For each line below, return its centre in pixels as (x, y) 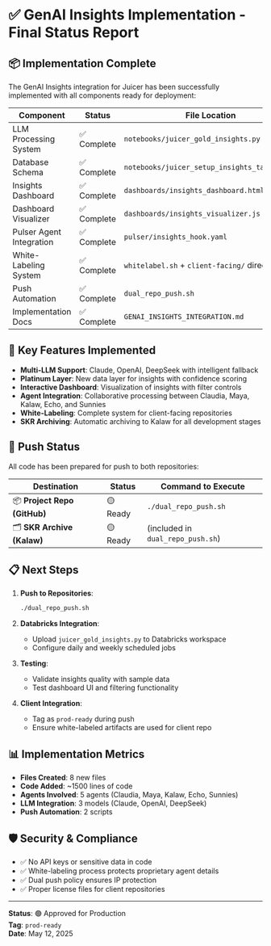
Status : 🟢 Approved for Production (67, 913)
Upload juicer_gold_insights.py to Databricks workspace (129, 639)
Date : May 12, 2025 (41, 933)
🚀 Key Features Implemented (82, 350)
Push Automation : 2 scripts (66, 812)
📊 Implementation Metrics (77, 754)
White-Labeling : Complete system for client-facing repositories (126, 413)
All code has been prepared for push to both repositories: (104, 466)
